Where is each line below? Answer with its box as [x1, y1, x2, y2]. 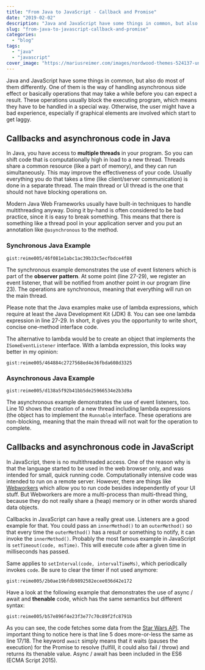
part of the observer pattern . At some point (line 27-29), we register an [6, 272, 186, 279]
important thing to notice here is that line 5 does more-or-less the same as [6, 630, 193, 638]
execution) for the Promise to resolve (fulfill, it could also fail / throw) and [6, 643, 190, 650]
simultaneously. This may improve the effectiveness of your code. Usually [6, 169, 192, 176]
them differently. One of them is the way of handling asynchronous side [6, 83, 186, 90]
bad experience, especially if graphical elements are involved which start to [6, 109, 196, 117]
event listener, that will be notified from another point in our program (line [6, 279, 190, 286]
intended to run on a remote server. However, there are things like [6, 477, 171, 485]
